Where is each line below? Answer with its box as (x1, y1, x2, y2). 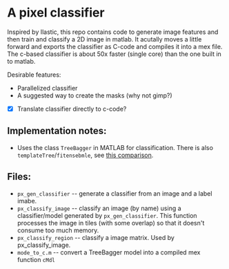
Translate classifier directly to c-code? (17, 104, 127, 113)
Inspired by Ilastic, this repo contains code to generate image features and (7, 28, 219, 36)
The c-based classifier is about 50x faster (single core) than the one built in (7, 50, 222, 58)
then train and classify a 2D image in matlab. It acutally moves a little (7, 35, 202, 43)
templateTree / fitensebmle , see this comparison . (17, 151, 154, 159)
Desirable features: (7, 71, 61, 79)
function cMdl (17, 255, 55, 263)
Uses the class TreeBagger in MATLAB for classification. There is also (17, 143, 214, 151)
